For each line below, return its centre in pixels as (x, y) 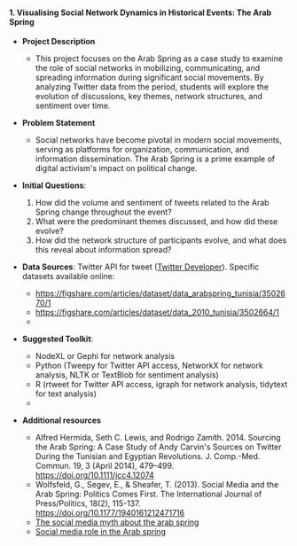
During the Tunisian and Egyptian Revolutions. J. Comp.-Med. (148, 456)
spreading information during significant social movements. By (149, 78)
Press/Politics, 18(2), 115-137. (88, 503)
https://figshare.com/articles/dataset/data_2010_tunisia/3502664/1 (157, 312)
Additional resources (62, 420)
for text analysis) (66, 394)
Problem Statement (59, 123)
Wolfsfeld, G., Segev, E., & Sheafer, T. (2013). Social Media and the (157, 485)
